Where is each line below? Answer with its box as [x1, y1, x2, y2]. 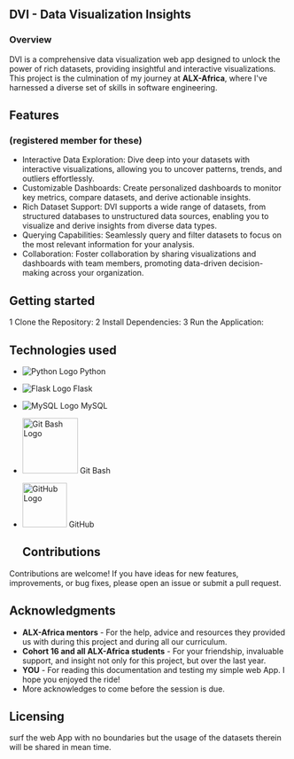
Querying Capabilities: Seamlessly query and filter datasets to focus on [21, 230, 282, 240]
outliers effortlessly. [21, 173, 95, 184]
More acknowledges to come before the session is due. [21, 683, 226, 694]
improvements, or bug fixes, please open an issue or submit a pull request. [9, 577, 282, 588]
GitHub [68, 519, 95, 529]
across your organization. [50, 268, 144, 278]
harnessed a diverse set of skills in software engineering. [9, 82, 218, 92]
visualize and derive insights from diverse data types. [21, 221, 217, 231]
